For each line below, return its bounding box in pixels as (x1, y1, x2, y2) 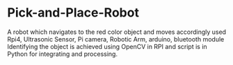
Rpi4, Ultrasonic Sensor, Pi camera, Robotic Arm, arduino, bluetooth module (7, 35, 225, 43)
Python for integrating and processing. (7, 50, 118, 58)
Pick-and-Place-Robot (7, 5, 139, 21)
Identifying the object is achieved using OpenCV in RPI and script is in (7, 42, 207, 50)
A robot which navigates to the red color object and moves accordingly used (7, 28, 227, 36)
